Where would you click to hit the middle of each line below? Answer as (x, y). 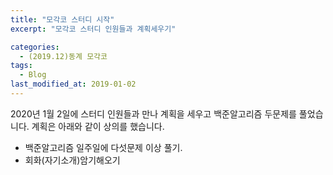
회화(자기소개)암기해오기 (72, 160)
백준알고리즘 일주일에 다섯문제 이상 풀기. (103, 147)
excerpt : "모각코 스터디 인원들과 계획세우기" (93, 29)
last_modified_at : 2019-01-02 (73, 84)
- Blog (33, 75)
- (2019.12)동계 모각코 (63, 56)
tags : (21, 66)
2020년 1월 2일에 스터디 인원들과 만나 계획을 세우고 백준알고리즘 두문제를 (153, 113)
